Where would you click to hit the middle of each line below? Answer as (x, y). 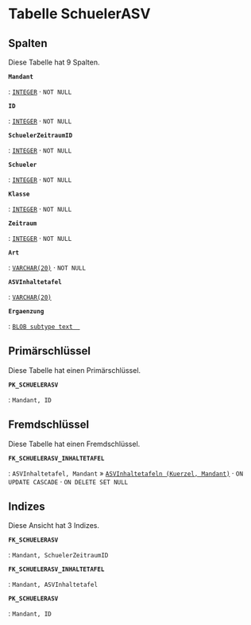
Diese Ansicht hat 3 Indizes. (54, 526)
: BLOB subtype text (41, 326)
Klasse (19, 194)
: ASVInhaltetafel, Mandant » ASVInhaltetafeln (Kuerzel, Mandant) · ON (126, 473)
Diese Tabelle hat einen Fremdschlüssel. (74, 444)
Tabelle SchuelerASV (79, 14)
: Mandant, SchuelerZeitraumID (58, 555)
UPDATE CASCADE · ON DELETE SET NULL (68, 481)
